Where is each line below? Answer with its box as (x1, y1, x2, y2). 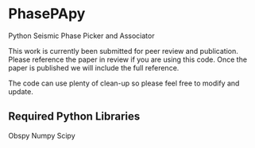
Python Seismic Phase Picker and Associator (8, 31, 155, 40)
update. (8, 86, 33, 96)
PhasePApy (8, 5, 86, 23)
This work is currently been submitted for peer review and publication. (8, 46, 238, 55)
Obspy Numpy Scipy (8, 131, 75, 140)
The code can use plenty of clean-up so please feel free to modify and (8, 78, 240, 88)
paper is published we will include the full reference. (8, 63, 180, 72)
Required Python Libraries (8, 110, 141, 123)
